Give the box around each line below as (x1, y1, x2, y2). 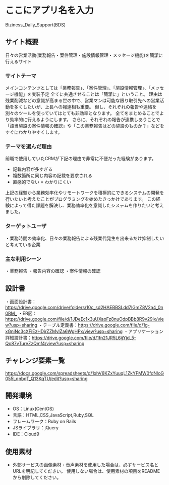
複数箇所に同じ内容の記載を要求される (12, 173, 92, 179)
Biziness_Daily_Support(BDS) (5, 21, 66, 28)
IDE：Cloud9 (12, 431, 39, 437)
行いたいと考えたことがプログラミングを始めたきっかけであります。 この (5, 196, 156, 202)
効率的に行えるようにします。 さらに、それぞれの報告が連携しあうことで (9, 117, 160, 123)
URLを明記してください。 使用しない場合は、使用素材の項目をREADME (12, 468, 160, 474)
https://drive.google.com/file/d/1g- (78, 322, 150, 328)
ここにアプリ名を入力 (5, 5, 94, 16)
